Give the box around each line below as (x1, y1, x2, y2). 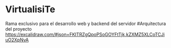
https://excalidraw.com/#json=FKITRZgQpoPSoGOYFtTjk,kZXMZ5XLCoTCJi (5, 31, 165, 37)
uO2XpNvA (5, 37, 29, 43)
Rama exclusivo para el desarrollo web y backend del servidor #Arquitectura (5, 20, 166, 27)
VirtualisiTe (5, 4, 56, 15)
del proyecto (5, 26, 32, 32)
